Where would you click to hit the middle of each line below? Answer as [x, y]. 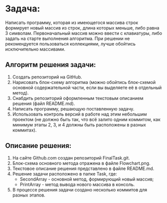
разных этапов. [29, 195]
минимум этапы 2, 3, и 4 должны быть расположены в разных [79, 124]
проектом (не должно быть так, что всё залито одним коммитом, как [86, 119]
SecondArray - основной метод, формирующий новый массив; [87, 179]
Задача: [23, 9]
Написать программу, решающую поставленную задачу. [73, 108]
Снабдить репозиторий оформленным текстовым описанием [78, 98]
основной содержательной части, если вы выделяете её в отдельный [87, 87]
